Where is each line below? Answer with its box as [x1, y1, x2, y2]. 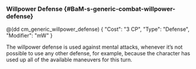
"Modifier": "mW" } [6, 32, 53, 39]
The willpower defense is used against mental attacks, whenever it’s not [6, 43, 183, 51]
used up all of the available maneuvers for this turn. [6, 56, 132, 64]
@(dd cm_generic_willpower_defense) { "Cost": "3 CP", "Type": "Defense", [6, 26, 189, 33]
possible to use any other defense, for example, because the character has [6, 50, 191, 57]
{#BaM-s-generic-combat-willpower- [63, 5, 176, 13]
